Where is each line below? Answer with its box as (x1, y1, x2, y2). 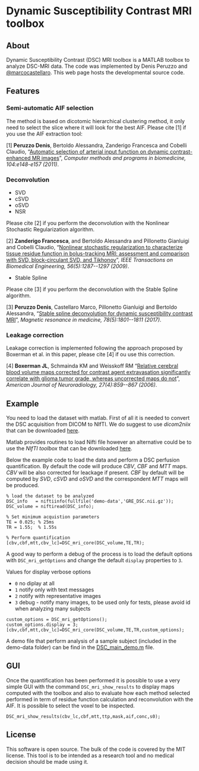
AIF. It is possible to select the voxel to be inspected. (6, 702, 135, 709)
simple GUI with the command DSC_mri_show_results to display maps (6, 683, 175, 690)
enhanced (6, 154, 31, 161)
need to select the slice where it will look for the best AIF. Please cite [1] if (6, 124, 187, 131)
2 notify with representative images (14, 593, 101, 600)
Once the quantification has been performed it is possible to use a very (6, 676, 180, 684)
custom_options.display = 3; (6, 622, 78, 628)
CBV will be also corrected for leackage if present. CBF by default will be (6, 469, 185, 477)
